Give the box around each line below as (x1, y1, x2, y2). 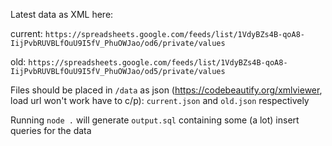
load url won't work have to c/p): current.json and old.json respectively (10, 95, 310, 106)
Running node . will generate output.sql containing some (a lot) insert (10, 114, 300, 126)
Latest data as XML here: (10, 9, 114, 20)
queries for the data (10, 125, 92, 136)
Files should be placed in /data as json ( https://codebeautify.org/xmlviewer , (10, 84, 323, 96)
